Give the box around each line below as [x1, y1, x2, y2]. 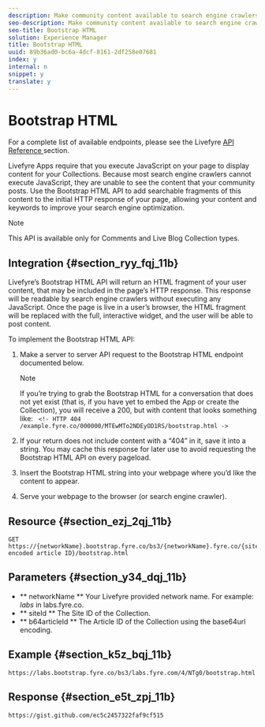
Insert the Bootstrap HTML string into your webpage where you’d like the [19, 468, 257, 478]
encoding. [19, 624, 53, 635]
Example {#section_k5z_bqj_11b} [8, 648, 172, 662]
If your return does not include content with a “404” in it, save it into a [19, 436, 246, 446]
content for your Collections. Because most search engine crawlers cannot [8, 170, 252, 179]
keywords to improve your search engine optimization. [8, 203, 185, 213]
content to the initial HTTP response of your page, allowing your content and [8, 195, 257, 204]
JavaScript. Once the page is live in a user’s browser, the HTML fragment [8, 303, 246, 312]
